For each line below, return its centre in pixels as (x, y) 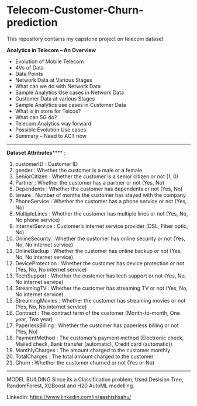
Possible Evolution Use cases (51, 130)
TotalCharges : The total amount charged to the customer (84, 356)
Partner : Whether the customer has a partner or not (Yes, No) (90, 182)
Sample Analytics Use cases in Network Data (70, 92)
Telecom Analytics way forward (53, 123)
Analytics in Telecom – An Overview (51, 50)
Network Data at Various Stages (54, 80)
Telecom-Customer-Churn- (75, 10)
